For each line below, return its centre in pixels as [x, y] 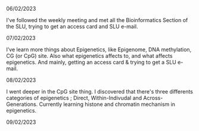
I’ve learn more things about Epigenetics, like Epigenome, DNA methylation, [99, 49]
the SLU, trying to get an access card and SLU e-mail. [72, 26]
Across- [153, 98]
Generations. [22, 104]
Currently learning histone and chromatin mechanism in [107, 104]
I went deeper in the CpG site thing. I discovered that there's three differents [100, 91]
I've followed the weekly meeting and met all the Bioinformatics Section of [97, 20]
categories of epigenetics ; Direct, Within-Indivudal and [74, 98]
